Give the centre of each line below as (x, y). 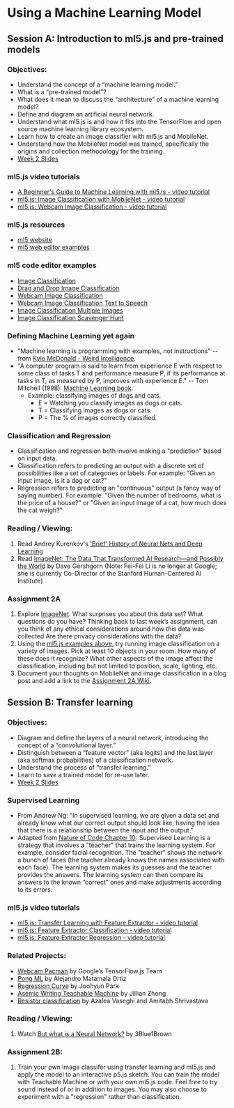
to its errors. (35, 889)
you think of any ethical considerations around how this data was (110, 629)
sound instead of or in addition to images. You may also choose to (112, 1089)
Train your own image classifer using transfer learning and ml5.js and (116, 1067)
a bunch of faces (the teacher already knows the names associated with (121, 860)
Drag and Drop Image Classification (68, 288)
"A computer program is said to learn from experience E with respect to (119, 366)
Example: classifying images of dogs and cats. (94, 396)
